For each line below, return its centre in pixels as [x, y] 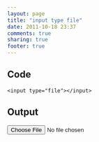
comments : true [29, 33]
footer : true [26, 46]
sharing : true [28, 40]
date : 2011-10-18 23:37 [42, 27]
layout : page [26, 14]
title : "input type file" [45, 20]
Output [23, 112]
